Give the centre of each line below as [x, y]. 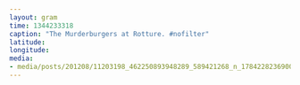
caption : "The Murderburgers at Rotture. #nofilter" [109, 34]
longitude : [29, 50]
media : [21, 58]
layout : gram [33, 17]
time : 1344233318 [42, 26]
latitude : [28, 42]
